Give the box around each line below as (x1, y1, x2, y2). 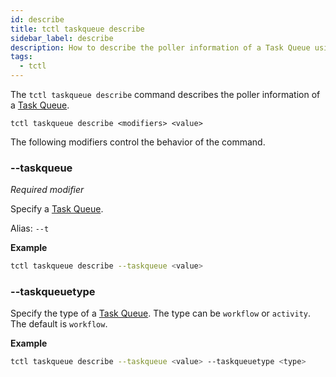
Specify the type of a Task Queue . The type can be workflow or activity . (10, 307, 312, 320)
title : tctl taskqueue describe (10, 24, 145, 34)
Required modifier (10, 184, 85, 196)
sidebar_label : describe (10, 33, 114, 43)
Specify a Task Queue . (10, 203, 104, 215)
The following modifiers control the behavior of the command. (10, 136, 266, 148)
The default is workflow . (10, 318, 108, 330)
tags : (10, 52, 33, 62)
